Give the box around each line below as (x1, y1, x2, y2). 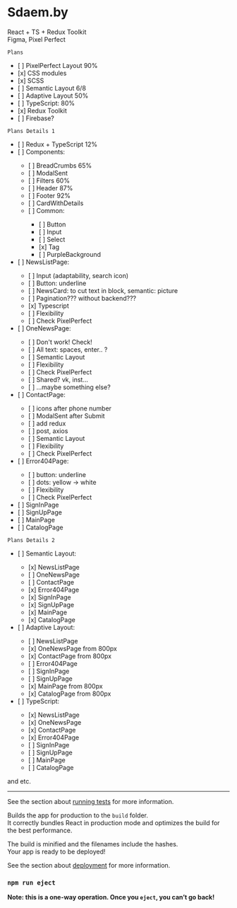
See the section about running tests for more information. (7, 797, 174, 805)
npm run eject (7, 878, 56, 887)
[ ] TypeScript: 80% (17, 98, 75, 107)
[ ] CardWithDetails (28, 199, 84, 207)
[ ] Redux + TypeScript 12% (17, 139, 98, 149)
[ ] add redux (28, 419, 66, 427)
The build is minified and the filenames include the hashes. (7, 839, 178, 848)
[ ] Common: (28, 206, 65, 214)
